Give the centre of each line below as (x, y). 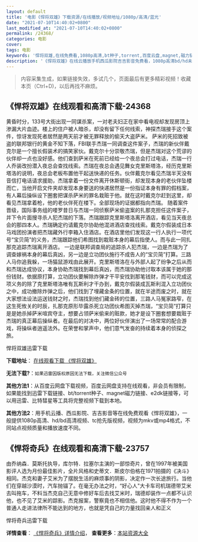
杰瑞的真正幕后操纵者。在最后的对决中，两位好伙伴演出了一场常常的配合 (94, 321)
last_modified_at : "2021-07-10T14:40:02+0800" (64, 28)
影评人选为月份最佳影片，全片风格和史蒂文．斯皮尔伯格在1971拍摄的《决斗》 (99, 471)
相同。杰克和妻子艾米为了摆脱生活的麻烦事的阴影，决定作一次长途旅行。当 (96, 478)
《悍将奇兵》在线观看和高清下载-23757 (78, 448)
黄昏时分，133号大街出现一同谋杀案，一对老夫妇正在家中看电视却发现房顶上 (98, 122)
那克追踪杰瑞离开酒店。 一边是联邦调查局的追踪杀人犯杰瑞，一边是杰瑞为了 (97, 247)
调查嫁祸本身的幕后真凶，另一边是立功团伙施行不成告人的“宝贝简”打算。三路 (99, 254)
